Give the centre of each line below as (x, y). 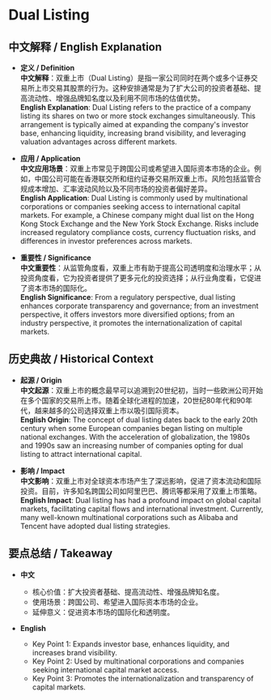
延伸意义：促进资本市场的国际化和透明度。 (103, 612)
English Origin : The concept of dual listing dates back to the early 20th (139, 420)
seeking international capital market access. (106, 669)
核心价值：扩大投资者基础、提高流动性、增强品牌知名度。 (128, 591)
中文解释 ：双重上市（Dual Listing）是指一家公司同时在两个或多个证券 (135, 78)
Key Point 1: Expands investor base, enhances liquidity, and (131, 644)
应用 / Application (50, 158)
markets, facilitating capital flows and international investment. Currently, (142, 509)
